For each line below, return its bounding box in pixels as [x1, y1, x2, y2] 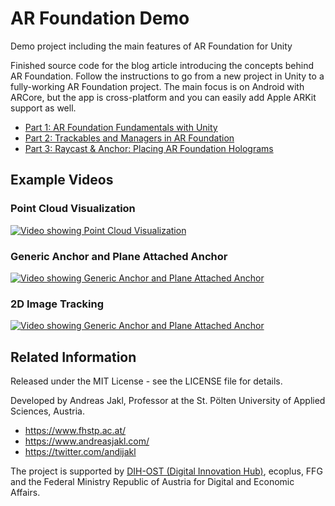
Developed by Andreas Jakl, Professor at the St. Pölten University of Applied [10, 395, 326, 407]
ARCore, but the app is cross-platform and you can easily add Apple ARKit [10, 91, 317, 103]
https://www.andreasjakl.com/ [24, 435, 150, 447]
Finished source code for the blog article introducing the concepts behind [10, 59, 315, 71]
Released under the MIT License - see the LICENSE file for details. [10, 375, 283, 387]
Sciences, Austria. [10, 405, 85, 417]
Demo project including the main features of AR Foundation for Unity [10, 40, 293, 52]
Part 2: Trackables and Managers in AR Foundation [24, 132, 235, 144]
